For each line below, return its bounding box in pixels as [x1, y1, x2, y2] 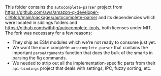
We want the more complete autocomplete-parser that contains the [12, 45, 148, 50]
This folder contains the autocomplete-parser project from [5, 4, 123, 10]
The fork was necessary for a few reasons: [5, 30, 92, 36]
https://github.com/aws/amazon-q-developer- [5, 9, 99, 15]
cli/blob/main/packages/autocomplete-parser [5, 15, 97, 20]
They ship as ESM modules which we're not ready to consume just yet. [12, 39, 157, 45]
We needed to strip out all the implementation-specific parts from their [12, 60, 156, 66]
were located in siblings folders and [5, 19, 77, 25]
